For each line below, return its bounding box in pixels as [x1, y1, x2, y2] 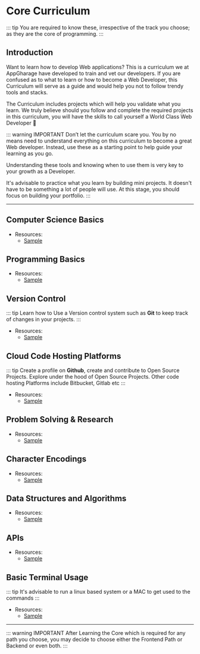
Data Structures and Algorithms [6, 494, 127, 504]
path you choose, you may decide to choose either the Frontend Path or [6, 636, 183, 643]
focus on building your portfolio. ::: [6, 192, 91, 199]
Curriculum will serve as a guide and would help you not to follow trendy [6, 82, 184, 89]
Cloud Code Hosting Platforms [6, 351, 121, 361]
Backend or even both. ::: [6, 642, 68, 649]
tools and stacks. [6, 88, 48, 96]
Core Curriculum [6, 4, 90, 18]
